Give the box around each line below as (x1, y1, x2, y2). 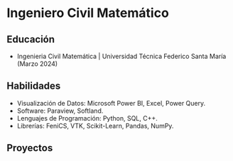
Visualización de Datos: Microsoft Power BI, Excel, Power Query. (16, 99, 206, 107)
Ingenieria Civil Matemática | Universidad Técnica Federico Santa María (16, 52, 227, 60)
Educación (6, 33, 55, 45)
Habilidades (6, 80, 61, 92)
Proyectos (6, 142, 53, 154)
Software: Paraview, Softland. (16, 106, 104, 115)
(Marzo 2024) (16, 60, 58, 68)
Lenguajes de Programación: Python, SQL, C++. (16, 113, 158, 122)
